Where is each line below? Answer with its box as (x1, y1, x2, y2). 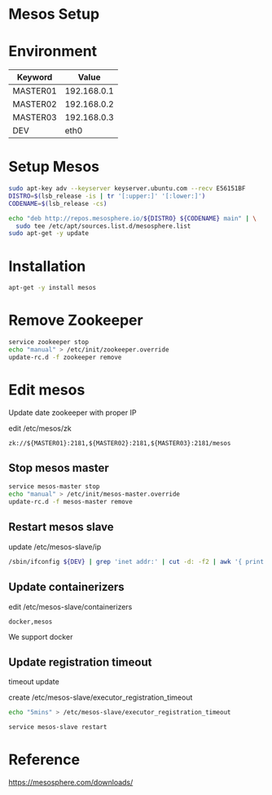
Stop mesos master (8, 461, 110, 475)
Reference (8, 750, 80, 769)
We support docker (8, 631, 73, 641)
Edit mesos (8, 380, 86, 399)
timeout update (8, 677, 59, 687)
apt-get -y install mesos (8, 284, 96, 292)
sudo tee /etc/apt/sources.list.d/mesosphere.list (15, 221, 191, 230)
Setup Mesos (8, 158, 100, 176)
